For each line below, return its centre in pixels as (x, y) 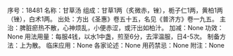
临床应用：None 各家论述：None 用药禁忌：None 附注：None (135, 45)
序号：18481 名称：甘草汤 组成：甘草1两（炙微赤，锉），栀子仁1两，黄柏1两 (115, 10)
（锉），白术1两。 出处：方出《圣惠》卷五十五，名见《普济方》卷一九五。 (113, 19)
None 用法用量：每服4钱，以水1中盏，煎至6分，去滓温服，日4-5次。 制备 (114, 36)
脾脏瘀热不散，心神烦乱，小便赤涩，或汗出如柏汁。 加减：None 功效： (121, 28)
